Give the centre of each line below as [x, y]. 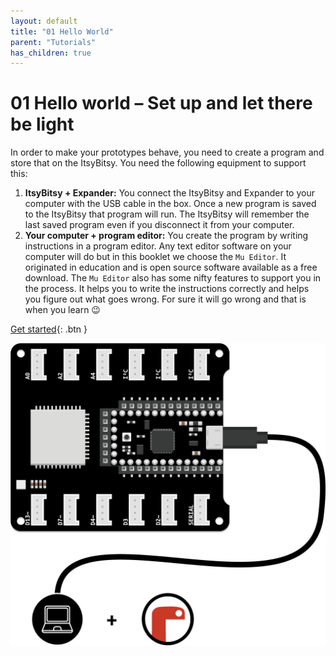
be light [42, 124]
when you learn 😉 [62, 310]
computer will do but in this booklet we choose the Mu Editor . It [155, 257]
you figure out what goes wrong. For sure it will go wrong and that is [165, 299]
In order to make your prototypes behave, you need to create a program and [167, 152]
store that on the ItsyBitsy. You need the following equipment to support [158, 163]
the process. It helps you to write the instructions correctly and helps [167, 289]
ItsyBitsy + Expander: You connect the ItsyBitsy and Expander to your [169, 193]
